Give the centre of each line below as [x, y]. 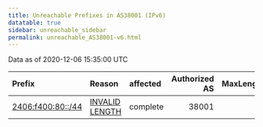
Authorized [193, 79]
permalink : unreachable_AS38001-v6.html [75, 37]
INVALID [105, 102]
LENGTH [106, 112]
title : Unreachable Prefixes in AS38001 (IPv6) [87, 15]
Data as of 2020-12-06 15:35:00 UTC [68, 60]
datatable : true [34, 23]
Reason [104, 84]
